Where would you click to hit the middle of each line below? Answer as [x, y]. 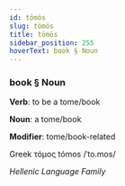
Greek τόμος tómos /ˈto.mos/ [62, 155]
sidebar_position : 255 [52, 43]
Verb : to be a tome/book [55, 102]
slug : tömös [31, 26]
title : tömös [34, 34]
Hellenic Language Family [58, 172]
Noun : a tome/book [45, 120]
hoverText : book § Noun [54, 51]
